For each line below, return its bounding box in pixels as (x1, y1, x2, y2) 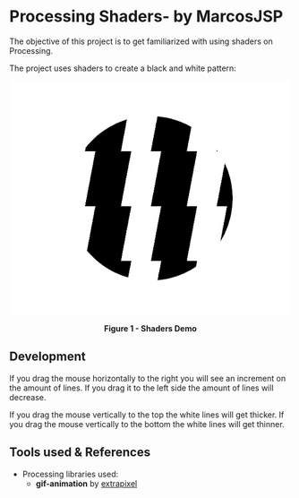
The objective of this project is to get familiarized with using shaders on (9, 36, 273, 47)
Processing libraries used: (21, 468, 119, 479)
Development (9, 349, 87, 365)
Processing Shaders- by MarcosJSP (9, 6, 284, 27)
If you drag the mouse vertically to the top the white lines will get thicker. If (9, 409, 285, 420)
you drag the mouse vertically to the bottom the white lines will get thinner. (9, 418, 285, 429)
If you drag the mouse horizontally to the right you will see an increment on (9, 373, 286, 383)
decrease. (9, 391, 47, 402)
